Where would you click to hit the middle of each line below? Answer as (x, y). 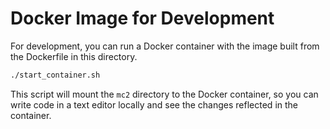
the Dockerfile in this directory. (74, 56)
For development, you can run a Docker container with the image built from (165, 46)
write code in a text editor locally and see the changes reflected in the (154, 104)
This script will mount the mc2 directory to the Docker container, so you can (164, 94)
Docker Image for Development (142, 18)
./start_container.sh (55, 75)
